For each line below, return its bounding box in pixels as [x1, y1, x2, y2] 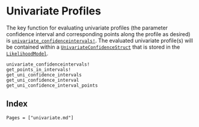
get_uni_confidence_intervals [6, 72, 82, 78]
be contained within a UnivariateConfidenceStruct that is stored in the [6, 43, 180, 51]
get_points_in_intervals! [6, 66, 71, 73]
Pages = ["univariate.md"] [6, 114, 74, 121]
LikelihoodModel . [6, 49, 49, 57]
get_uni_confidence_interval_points [6, 82, 98, 88]
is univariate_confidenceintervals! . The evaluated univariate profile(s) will [6, 37, 194, 44]
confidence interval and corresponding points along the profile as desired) [6, 30, 191, 37]
